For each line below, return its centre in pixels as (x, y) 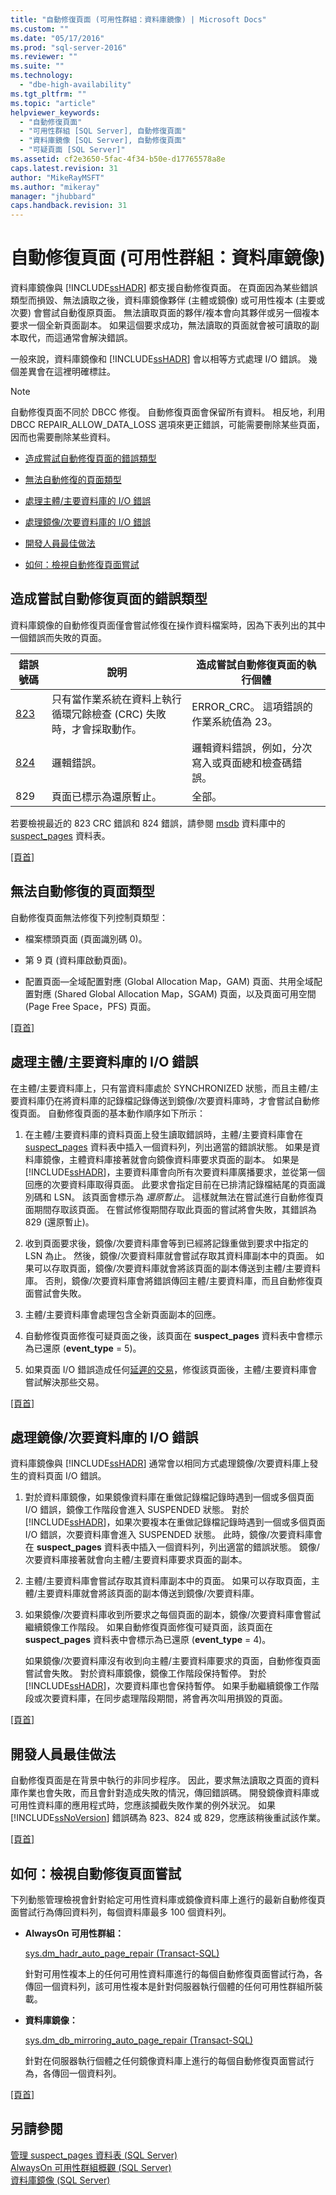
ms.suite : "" (37, 66)
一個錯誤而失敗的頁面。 (58, 637)
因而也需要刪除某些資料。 (63, 437)
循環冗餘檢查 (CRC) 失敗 (109, 714)
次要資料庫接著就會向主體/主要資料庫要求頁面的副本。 (136, 1560)
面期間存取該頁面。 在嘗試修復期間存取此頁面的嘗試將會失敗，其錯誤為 (170, 1209)
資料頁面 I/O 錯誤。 (67, 1476)
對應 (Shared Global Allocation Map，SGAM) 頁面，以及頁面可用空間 (175, 993)
